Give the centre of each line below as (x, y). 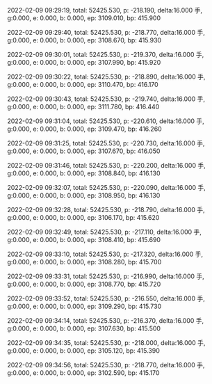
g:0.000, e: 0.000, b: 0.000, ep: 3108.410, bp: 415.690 (84, 240)
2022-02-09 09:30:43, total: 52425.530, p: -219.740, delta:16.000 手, (106, 99)
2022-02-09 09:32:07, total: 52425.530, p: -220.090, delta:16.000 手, (107, 187)
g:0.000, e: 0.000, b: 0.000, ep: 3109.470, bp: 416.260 (84, 129)
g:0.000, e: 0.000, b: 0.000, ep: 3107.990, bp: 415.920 (84, 62)
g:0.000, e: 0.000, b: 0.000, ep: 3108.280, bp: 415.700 (84, 262)
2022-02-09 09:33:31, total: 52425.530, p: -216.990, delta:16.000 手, (106, 276)
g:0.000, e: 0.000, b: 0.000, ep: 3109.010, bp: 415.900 (84, 18)
